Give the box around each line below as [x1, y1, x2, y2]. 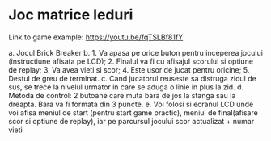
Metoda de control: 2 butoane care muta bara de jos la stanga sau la [8, 90, 236, 100]
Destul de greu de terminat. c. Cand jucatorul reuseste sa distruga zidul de [8, 73, 256, 83]
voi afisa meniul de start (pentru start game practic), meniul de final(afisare [8, 107, 259, 118]
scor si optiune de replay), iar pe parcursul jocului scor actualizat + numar [8, 116, 255, 126]
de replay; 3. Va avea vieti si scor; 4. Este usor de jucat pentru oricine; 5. [8, 64, 250, 74]
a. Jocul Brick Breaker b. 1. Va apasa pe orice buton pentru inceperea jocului [8, 48, 263, 57]
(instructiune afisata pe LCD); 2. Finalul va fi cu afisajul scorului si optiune [8, 56, 253, 66]
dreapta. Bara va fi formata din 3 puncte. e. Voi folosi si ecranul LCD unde [8, 99, 254, 109]
